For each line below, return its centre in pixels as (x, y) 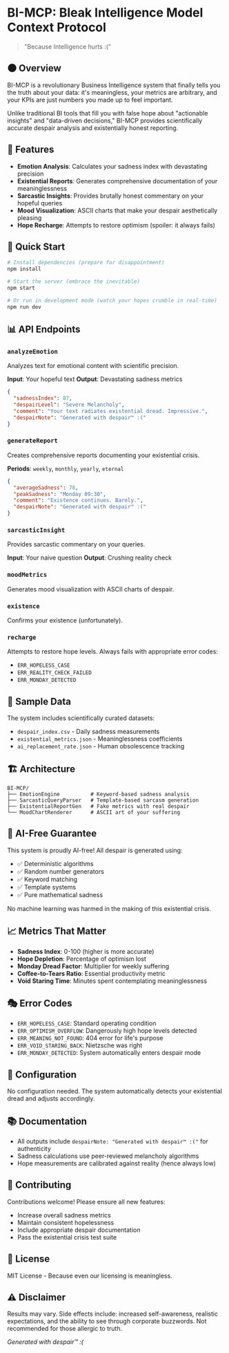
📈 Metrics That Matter (57, 931)
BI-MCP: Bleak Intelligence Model (105, 13)
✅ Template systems (47, 887)
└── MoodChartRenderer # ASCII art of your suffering (94, 812)
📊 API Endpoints (44, 330)
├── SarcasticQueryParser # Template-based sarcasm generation (103, 800)
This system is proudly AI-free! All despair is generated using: (95, 850)
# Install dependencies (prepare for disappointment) (86, 263)
